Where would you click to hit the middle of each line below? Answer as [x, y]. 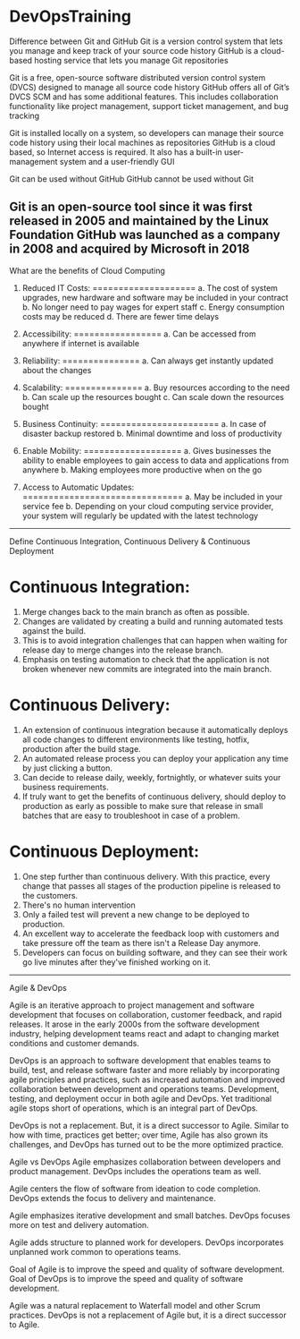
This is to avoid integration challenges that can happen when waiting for [154, 640]
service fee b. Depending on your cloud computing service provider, [148, 506]
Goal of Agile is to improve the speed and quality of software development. [147, 1269]
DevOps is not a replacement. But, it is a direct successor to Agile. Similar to [149, 1125]
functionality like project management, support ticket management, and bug [149, 106]
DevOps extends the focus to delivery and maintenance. [112, 1198]
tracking [25, 115]
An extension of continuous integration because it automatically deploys [155, 729]
